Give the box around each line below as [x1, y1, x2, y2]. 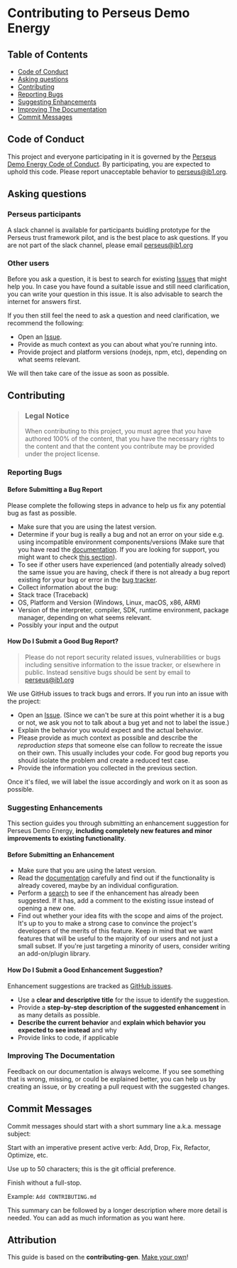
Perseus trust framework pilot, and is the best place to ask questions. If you [7, 233, 228, 241]
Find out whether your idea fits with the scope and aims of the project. [17, 911, 224, 920]
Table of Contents [7, 48, 89, 61]
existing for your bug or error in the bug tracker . [17, 575, 158, 584]
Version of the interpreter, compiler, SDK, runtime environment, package [17, 605, 229, 614]
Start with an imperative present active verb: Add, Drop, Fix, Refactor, [7, 1143, 211, 1151]
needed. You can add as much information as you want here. [7, 1213, 186, 1222]
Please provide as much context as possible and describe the [17, 733, 198, 742]
